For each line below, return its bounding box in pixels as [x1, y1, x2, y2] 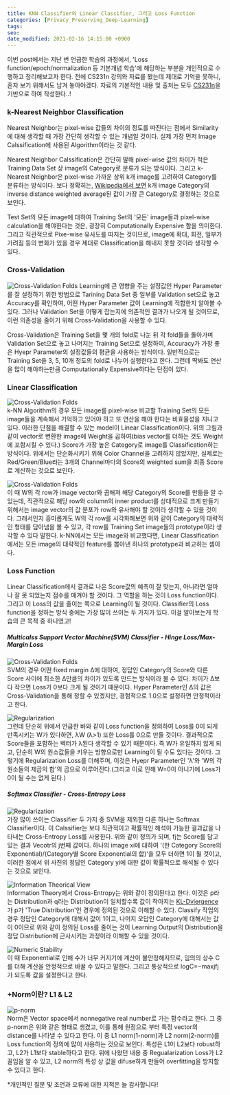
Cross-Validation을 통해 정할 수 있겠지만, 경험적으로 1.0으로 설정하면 [7, 692, 192, 700]
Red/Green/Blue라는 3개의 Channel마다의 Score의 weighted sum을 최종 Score [7, 458, 223, 466]
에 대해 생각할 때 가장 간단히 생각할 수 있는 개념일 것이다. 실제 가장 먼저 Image [7, 132, 216, 141]
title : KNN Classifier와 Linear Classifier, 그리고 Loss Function [7, 10, 196, 17]
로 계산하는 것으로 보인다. [7, 467, 76, 475]
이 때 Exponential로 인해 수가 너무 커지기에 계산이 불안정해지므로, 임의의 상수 [7, 953, 214, 962]
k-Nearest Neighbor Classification [7, 107, 124, 117]
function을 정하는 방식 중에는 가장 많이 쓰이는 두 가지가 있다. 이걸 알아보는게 [7, 608, 211, 617]
